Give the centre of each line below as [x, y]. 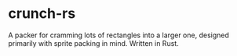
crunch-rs [42, 14]
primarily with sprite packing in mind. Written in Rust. [93, 43]
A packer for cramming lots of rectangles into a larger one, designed [119, 35]
